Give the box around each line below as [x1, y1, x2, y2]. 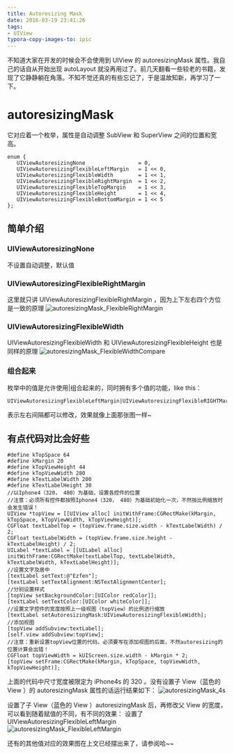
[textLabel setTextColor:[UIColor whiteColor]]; [7, 598, 151, 606]
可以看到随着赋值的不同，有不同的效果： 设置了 [7, 709, 143, 718]
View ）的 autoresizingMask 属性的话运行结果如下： [7, 686, 157, 695]
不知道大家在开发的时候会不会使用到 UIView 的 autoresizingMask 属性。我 [7, 56, 219, 65]
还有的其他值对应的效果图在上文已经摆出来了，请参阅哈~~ [7, 739, 174, 748]
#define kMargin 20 [7, 457, 64, 465]
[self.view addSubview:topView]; [7, 631, 104, 638]
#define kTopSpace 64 [7, 452, 70, 459]
